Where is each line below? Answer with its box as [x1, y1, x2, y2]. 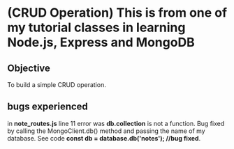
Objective [7, 62, 51, 74]
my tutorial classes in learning [7, 19, 186, 36]
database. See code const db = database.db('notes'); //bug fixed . [7, 134, 201, 142]
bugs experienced [7, 101, 89, 113]
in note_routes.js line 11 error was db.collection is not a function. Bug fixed [7, 119, 225, 127]
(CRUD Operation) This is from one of [7, 5, 228, 21]
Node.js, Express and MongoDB [7, 35, 196, 50]
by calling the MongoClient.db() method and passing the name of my [7, 127, 205, 135]
